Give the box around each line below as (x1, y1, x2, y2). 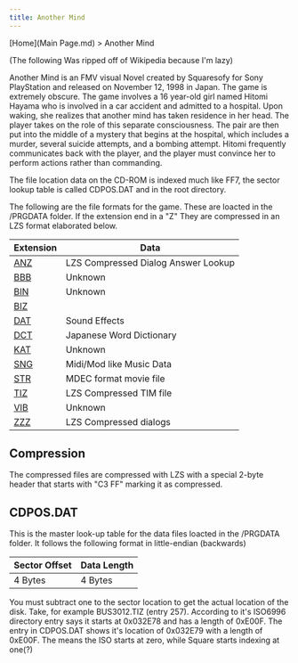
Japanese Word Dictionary (65, 329, 177, 341)
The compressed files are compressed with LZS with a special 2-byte (9, 470, 264, 480)
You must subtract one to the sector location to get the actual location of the (9, 597, 289, 608)
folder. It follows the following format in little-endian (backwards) (9, 538, 246, 549)
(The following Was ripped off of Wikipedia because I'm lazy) (9, 54, 234, 65)
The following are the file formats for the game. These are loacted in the (9, 201, 273, 212)
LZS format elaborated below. (9, 220, 118, 231)
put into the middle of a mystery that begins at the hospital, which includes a (9, 128, 289, 139)
